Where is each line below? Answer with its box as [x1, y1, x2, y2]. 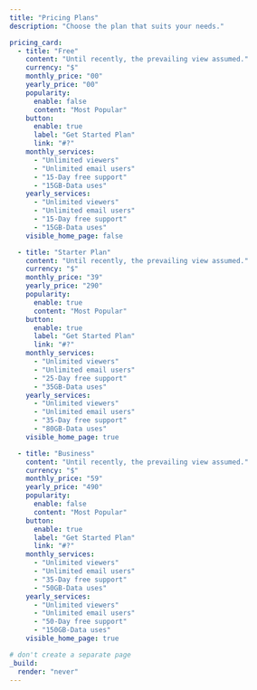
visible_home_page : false [25, 232, 124, 241]
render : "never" [17, 666, 79, 676]
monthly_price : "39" [25, 273, 103, 282]
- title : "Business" [17, 449, 95, 458]
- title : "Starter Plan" [17, 248, 111, 257]
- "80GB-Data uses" [33, 424, 107, 433]
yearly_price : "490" [25, 483, 103, 492]
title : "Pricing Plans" [9, 13, 100, 23]
